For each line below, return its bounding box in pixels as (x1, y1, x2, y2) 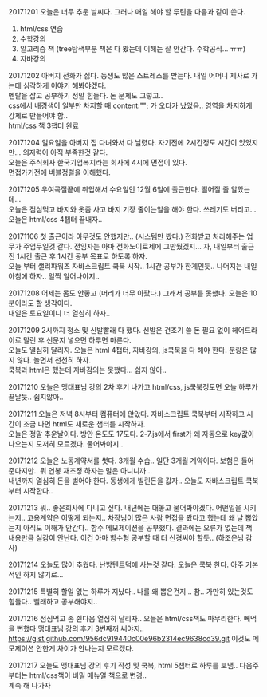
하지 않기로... (22, 570, 64, 579)
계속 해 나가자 (8, 681, 52, 690)
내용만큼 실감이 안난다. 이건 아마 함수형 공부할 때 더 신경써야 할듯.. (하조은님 (8, 533, 245, 542)
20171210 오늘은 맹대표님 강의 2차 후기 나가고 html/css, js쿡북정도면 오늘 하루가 (8, 382, 258, 391)
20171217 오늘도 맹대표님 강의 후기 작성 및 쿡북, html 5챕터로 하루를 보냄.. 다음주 (8, 661, 259, 670)
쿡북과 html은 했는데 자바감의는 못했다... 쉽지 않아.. (8, 366, 167, 374)
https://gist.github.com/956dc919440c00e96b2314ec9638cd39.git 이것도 (8, 634, 251, 643)
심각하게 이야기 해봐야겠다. (22, 81, 107, 90)
